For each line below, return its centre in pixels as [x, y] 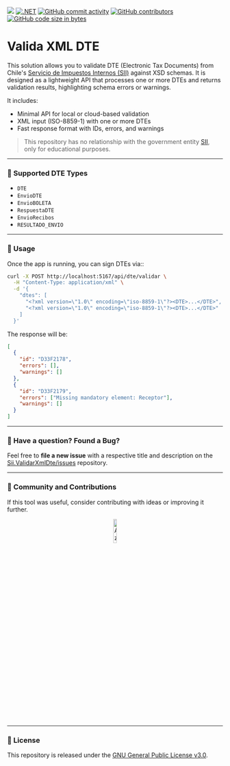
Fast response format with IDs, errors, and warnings [90, 128]
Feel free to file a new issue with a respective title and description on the [110, 455]
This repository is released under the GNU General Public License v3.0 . [108, 755]
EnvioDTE [29, 196]
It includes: [23, 100]
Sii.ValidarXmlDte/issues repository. [57, 463]
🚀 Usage [21, 249]
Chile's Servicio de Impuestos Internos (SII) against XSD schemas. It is [106, 73]
